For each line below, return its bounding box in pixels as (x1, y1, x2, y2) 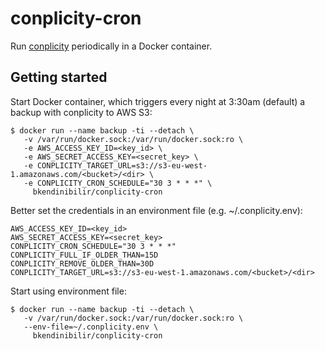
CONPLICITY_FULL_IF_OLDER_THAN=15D (10, 250, 159, 260)
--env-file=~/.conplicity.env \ (23, 322, 159, 332)
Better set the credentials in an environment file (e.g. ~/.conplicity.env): (10, 204, 303, 216)
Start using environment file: (10, 285, 127, 297)
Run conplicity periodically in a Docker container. (10, 40, 213, 52)
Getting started (10, 69, 108, 86)
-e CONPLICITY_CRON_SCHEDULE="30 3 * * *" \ (23, 178, 213, 188)
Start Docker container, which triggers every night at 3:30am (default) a (10, 95, 306, 107)
